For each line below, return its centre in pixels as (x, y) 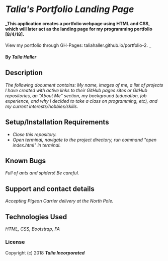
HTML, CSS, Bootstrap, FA (33, 229)
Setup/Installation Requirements (57, 122)
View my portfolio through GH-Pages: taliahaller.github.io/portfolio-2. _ (78, 45)
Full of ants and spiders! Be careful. (42, 173)
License (15, 242)
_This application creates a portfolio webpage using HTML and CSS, (77, 23)
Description (24, 73)
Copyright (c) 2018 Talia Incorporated (45, 253)
